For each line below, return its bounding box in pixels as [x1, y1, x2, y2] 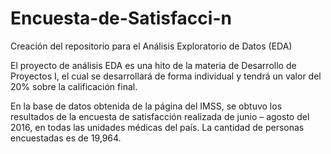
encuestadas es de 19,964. [10, 132, 122, 144]
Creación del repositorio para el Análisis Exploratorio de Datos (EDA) [10, 40, 293, 52]
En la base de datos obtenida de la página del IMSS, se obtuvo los [10, 100, 283, 112]
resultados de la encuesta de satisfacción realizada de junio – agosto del [10, 110, 310, 122]
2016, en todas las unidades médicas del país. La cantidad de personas [10, 121, 305, 133]
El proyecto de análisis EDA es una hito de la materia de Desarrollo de [10, 59, 297, 71]
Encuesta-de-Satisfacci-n [10, 7, 232, 30]
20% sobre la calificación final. [10, 80, 138, 92]
